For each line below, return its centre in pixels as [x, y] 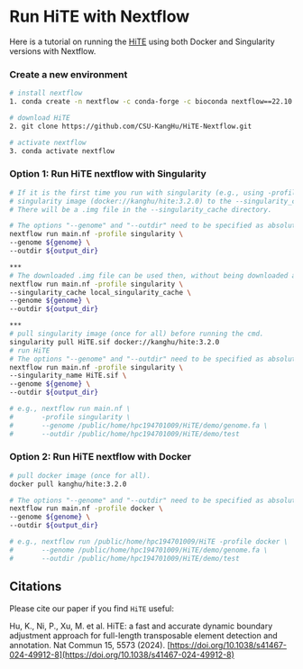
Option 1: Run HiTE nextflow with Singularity [108, 174]
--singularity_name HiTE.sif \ [68, 376]
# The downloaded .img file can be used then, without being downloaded [149, 275]
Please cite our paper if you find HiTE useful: [92, 608]
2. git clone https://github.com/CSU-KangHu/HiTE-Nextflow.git [131, 126]
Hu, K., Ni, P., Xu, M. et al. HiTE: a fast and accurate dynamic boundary [141, 626]
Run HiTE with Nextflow [100, 17]
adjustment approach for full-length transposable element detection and [143, 635]
